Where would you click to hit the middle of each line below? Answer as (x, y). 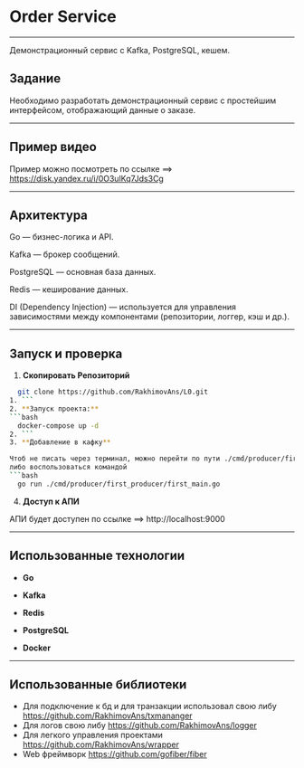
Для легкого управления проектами (92, 735)
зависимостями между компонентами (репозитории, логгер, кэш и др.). (149, 317)
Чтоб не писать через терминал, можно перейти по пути (115, 459)
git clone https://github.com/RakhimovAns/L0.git (113, 392)
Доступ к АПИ (51, 501)
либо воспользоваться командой (68, 468)
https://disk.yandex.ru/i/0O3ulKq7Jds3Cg (87, 178)
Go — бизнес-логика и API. (62, 237)
